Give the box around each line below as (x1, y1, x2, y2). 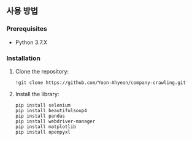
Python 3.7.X (15, 39, 48, 46)
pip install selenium (15, 102, 71, 109)
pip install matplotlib (15, 123, 77, 130)
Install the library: (15, 90, 60, 97)
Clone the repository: (15, 67, 69, 75)
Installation (6, 54, 41, 63)
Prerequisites (6, 25, 47, 33)
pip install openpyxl (15, 129, 71, 135)
